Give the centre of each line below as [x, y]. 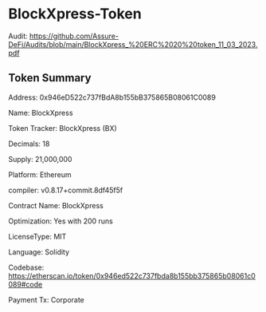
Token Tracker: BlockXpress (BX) [63, 128]
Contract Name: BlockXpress [56, 205]
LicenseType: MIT [37, 236]
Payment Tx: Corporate [47, 299]
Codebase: [26, 267]
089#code [25, 284]
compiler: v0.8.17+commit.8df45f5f [66, 190]
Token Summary [50, 78]
